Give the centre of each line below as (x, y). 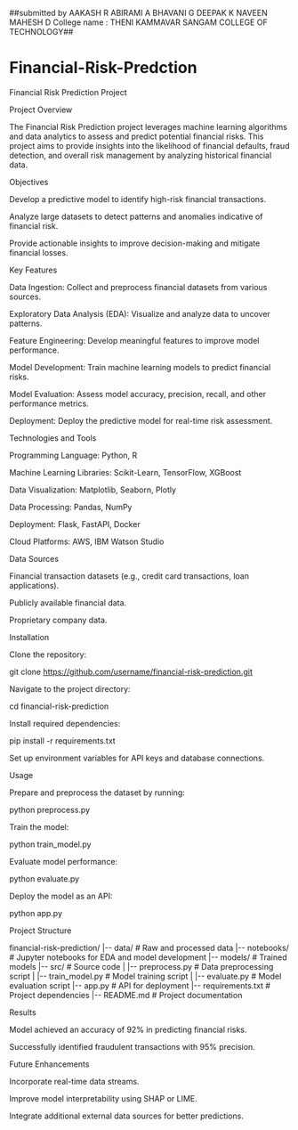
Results (23, 1012)
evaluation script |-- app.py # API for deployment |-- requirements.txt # (140, 985)
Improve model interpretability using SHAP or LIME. (103, 1098)
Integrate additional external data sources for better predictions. (127, 1116)
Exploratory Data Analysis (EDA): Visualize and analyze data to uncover (140, 313)
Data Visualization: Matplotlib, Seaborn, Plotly (93, 490)
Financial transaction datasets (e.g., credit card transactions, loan (129, 576)
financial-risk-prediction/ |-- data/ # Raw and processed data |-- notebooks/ (149, 947)
